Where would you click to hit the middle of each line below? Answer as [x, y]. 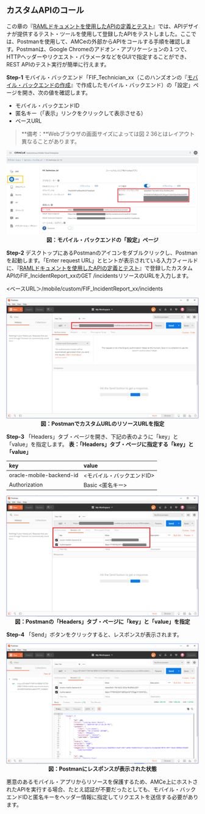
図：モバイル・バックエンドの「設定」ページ [103, 240]
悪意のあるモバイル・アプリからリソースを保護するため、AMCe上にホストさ [102, 782]
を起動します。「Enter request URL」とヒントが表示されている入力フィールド [102, 261]
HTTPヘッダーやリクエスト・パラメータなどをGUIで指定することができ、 [98, 57]
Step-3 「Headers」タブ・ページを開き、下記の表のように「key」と [92, 436]
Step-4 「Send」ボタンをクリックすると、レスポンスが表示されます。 [95, 634]
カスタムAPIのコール [45, 10]
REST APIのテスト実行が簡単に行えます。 [58, 64]
